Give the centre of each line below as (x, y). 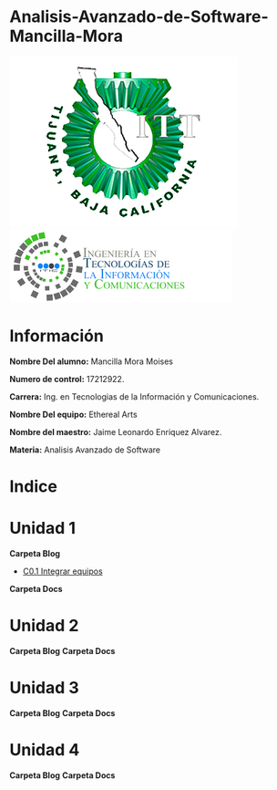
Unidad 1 (42, 529)
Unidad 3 (44, 688)
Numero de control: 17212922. (67, 379)
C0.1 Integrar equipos (62, 571)
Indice (33, 487)
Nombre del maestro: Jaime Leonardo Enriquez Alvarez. (116, 431)
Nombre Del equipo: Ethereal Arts (74, 414)
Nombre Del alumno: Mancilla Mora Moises (91, 361)
